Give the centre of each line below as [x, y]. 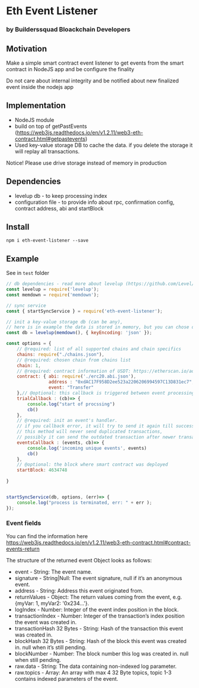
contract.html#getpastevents [50, 139]
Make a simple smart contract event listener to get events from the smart [95, 63]
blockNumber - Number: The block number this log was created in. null [102, 654]
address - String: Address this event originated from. [79, 590]
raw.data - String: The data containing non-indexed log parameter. [96, 666]
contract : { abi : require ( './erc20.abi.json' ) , [76, 377]
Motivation [27, 49]
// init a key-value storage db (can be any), [65, 322]
